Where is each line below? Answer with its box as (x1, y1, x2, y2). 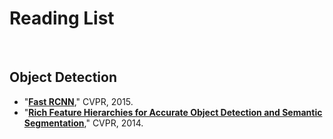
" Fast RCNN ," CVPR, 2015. (23, 95, 134, 107)
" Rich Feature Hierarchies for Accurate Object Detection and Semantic (23, 106, 323, 118)
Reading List (9, 7, 115, 30)
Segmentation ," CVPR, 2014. (23, 117, 144, 129)
